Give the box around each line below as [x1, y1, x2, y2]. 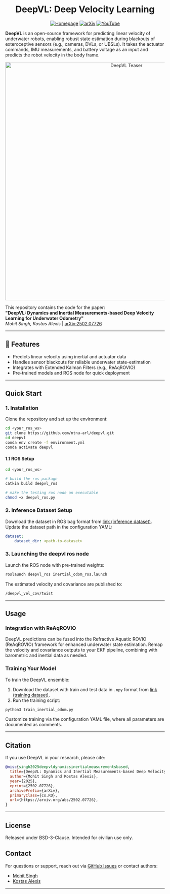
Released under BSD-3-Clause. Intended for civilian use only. [5, 835, 133, 841]
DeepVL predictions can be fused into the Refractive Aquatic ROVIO [5, 636, 147, 642]
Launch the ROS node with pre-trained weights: [5, 562, 105, 568]
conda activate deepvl [5, 445, 53, 450]
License [5, 821, 31, 829]
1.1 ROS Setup [5, 456, 34, 462]
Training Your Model [5, 665, 57, 672]
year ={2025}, [10, 779, 37, 784]
